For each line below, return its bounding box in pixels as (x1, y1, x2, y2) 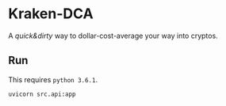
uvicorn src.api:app (8, 90, 77, 98)
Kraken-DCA (8, 5, 94, 23)
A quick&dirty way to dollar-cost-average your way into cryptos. (8, 31, 218, 40)
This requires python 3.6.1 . (8, 74, 98, 84)
